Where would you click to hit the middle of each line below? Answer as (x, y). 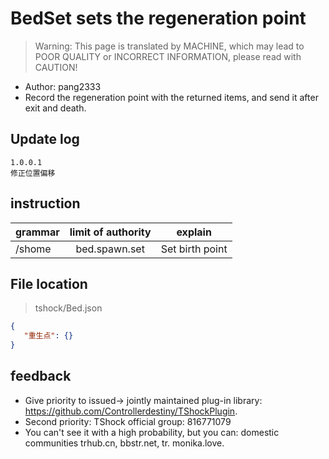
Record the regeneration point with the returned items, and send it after (171, 97)
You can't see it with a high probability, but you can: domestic (152, 432)
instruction (45, 203)
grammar (37, 232)
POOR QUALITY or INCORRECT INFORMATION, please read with (168, 56)
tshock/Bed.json (68, 308)
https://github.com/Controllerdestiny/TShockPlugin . (131, 411)
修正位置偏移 (33, 173)
